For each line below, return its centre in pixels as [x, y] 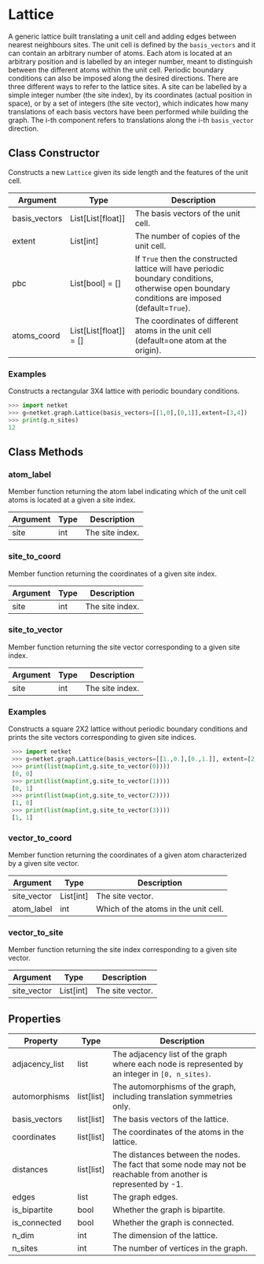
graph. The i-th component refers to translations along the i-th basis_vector [131, 120]
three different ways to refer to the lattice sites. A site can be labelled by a [128, 86]
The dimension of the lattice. [165, 1236]
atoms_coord [36, 335]
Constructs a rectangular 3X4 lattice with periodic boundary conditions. [124, 391]
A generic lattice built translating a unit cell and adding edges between [123, 36]
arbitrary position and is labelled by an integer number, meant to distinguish [130, 61]
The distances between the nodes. [176, 1154]
